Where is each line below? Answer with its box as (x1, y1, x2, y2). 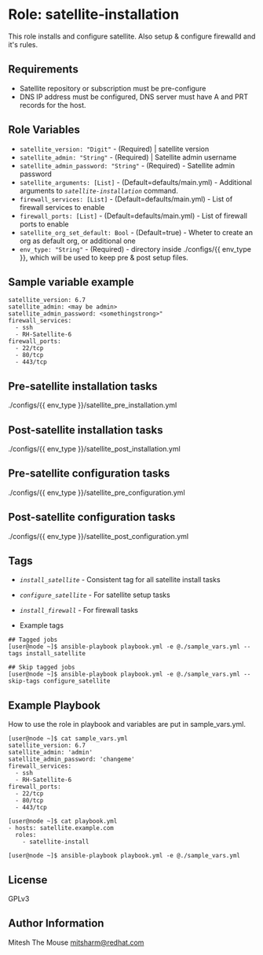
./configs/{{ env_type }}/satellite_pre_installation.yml (8, 400, 177, 410)
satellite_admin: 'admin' (8, 749, 93, 757)
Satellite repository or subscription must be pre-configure (19, 83, 206, 93)
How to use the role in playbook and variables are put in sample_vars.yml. (8, 720, 246, 729)
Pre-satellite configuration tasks (8, 466, 170, 481)
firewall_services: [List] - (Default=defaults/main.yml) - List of (19, 194, 233, 204)
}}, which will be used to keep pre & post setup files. (19, 253, 188, 262)
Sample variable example (8, 275, 135, 289)
